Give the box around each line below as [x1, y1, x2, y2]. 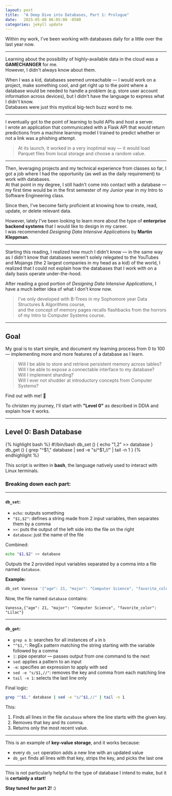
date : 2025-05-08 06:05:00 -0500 [5, 17, 81, 22]
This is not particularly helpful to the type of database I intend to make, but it [5, 770, 167, 776]
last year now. [5, 42, 35, 48]
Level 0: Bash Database [5, 427, 82, 436]
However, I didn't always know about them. [5, 67, 96, 73]
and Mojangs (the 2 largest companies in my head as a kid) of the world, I [5, 260, 161, 266]
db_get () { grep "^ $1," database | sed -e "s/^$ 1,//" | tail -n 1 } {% [5, 446, 141, 453]
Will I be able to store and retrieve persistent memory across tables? [17, 361, 162, 367]
